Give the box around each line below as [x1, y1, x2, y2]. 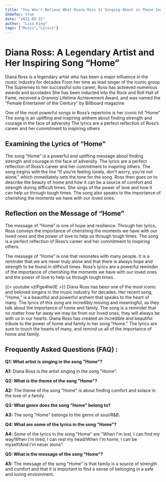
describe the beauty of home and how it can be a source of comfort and [5, 179, 152, 185]
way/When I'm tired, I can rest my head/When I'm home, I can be [5, 436, 137, 442]
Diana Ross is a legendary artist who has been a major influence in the [5, 74, 148, 80]
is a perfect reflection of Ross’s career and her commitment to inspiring [5, 238, 150, 244]
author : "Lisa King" [5, 21, 48, 26]
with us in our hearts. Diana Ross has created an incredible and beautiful [5, 315, 153, 321]
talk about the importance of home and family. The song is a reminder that [5, 305, 157, 311]
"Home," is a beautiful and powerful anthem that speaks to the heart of [5, 294, 149, 300]
